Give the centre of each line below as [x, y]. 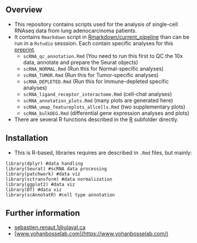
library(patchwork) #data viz [43, 174]
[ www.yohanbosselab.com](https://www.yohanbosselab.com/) [91, 234]
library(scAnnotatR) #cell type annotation [60, 195]
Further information [43, 213]
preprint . [25, 50]
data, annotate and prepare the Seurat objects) [80, 62]
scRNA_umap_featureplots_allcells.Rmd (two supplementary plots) [104, 106]
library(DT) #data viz [34, 190]
